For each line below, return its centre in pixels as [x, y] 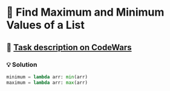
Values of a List [45, 25]
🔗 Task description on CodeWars [69, 47]
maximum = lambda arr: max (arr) [47, 83]
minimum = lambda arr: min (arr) [47, 77]
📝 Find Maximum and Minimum [85, 12]
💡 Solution [22, 64]
